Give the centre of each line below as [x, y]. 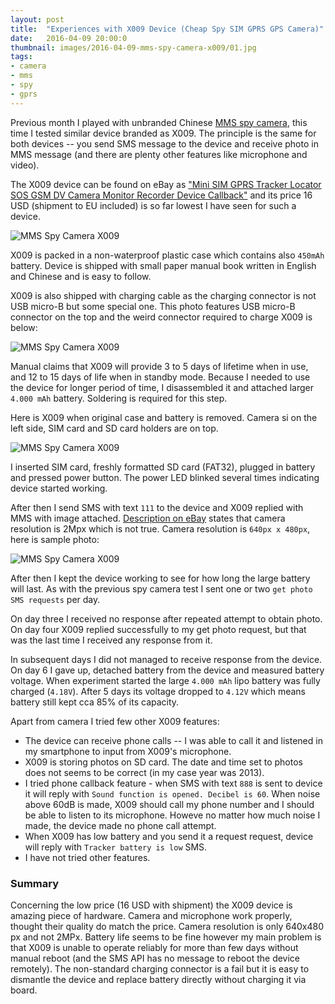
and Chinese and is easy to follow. [81, 276]
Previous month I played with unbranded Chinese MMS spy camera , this [159, 122]
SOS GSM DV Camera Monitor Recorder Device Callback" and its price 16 [161, 195]
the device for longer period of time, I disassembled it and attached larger [162, 387]
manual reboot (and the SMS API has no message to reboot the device [155, 958]
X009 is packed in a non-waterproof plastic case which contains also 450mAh [167, 255]
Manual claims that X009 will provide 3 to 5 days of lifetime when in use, [159, 366]
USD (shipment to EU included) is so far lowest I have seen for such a [153, 205]
